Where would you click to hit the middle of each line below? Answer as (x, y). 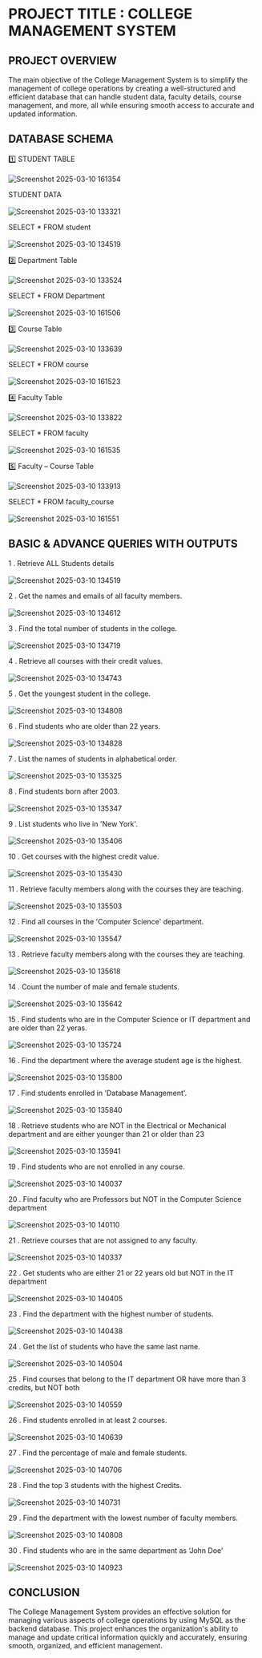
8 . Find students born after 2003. (64, 791)
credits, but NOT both (44, 1387)
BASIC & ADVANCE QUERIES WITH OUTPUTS (123, 544)
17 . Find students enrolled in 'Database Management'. (98, 1093)
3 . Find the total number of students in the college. (93, 628)
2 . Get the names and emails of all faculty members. (95, 596)
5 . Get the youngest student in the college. (79, 694)
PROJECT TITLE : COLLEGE (101, 14)
